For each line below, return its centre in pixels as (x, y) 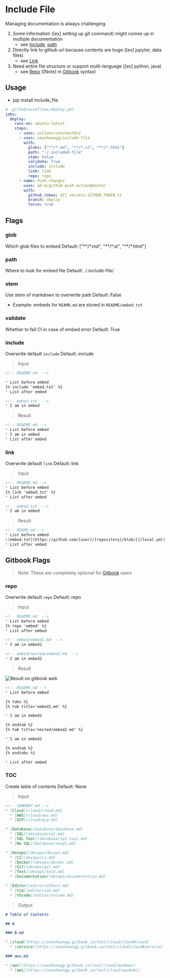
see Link (29, 60)
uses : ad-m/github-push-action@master (65, 185)
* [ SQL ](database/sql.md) (38, 834)
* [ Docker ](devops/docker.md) (42, 862)
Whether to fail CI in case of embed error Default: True (63, 329)
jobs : (11, 114)
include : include (46, 167)
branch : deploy (44, 200)
